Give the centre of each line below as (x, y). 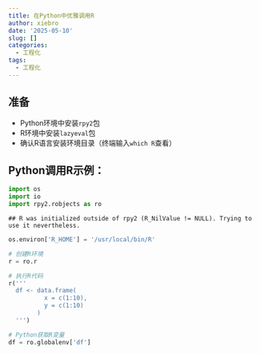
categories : (28, 46)
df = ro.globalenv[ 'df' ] (50, 342)
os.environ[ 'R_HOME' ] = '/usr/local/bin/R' (82, 240)
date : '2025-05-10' (41, 30)
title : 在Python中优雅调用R (51, 16)
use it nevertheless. (44, 225)
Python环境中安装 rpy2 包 (60, 123)
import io (25, 197)
